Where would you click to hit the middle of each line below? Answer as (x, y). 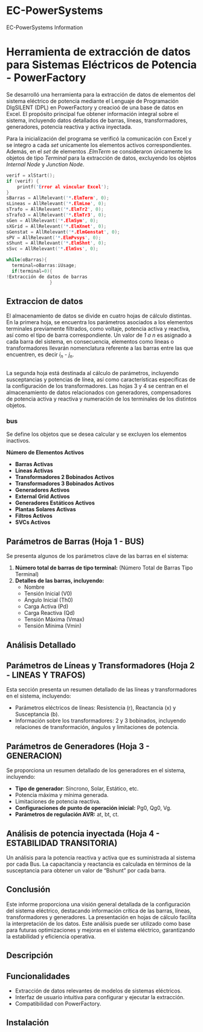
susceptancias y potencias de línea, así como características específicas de (101, 379)
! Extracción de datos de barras (47, 277)
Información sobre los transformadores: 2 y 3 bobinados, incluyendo (100, 721)
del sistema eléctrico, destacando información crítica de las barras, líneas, (99, 911)
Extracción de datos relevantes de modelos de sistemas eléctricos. (98, 991)
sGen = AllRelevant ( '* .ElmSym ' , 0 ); (52, 220)
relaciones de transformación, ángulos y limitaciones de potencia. (97, 727)
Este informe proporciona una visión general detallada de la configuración (98, 904)
